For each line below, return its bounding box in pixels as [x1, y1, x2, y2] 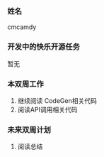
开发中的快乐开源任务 [7, 42, 80, 52]
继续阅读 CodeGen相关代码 [17, 96, 97, 104]
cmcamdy [7, 23, 37, 31]
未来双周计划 [7, 124, 52, 134]
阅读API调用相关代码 [17, 105, 78, 114]
